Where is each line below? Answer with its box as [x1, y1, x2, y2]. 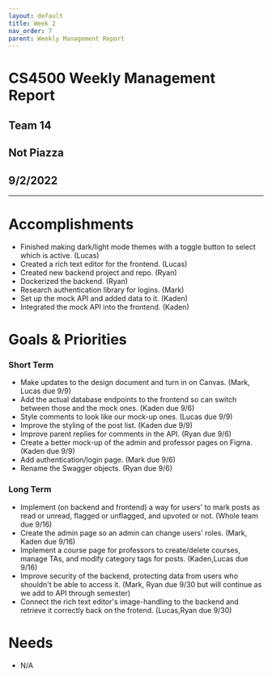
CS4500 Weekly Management [8, 70, 216, 87]
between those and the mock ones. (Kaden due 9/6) [19, 404, 195, 413]
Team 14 [8, 118, 52, 132]
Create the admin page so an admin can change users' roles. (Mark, [19, 527, 248, 538]
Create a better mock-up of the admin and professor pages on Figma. [19, 438, 253, 447]
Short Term [8, 359, 54, 370]
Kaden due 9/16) [19, 536, 76, 546]
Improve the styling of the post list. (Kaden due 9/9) [19, 421, 193, 430]
